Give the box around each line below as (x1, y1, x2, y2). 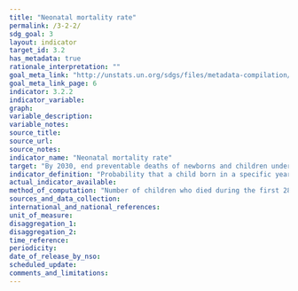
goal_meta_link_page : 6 (9, 79, 98, 88)
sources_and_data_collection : (9, 194, 122, 204)
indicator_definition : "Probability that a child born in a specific (9, 169, 272, 178)
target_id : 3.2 (9, 46, 66, 55)
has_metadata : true (9, 54, 82, 63)
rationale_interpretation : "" (9, 63, 122, 72)
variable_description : (9, 112, 93, 121)
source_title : (9, 129, 62, 138)
